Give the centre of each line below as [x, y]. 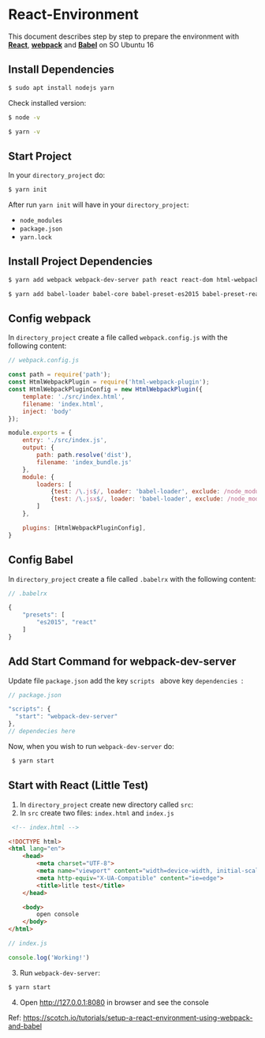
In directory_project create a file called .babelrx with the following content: [132, 579]
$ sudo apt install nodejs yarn [61, 88]
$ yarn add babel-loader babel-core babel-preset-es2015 [104, 294]
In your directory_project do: [57, 175]
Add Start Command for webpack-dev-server [122, 662]
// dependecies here [42, 732]
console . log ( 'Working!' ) [49, 957]
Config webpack [50, 319]
